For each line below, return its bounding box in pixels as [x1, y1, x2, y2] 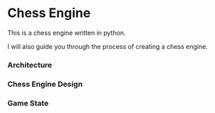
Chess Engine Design [7, 79, 83, 89]
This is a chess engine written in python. [7, 28, 126, 37]
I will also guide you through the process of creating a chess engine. [7, 42, 208, 50]
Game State [7, 98, 49, 108]
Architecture [7, 60, 53, 70]
